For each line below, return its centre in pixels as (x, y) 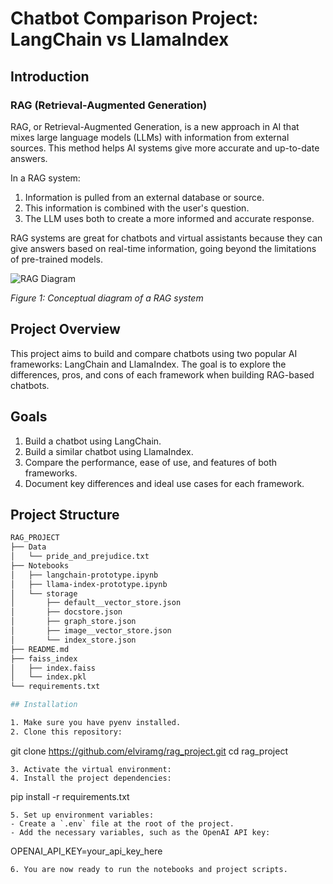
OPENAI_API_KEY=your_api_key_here (86, 851)
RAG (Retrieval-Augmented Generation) (109, 105)
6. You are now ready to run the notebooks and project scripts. (149, 869)
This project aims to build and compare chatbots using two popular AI (154, 353)
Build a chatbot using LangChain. (93, 441)
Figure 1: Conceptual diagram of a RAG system (107, 298)
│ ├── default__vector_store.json (96, 603)
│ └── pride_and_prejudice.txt (80, 557)
